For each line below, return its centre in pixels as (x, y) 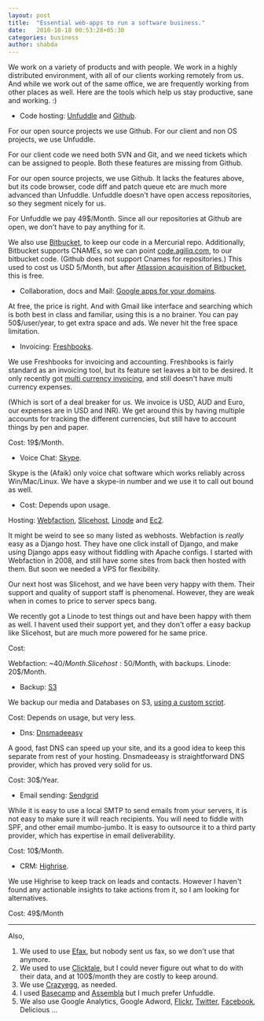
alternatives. (28, 898)
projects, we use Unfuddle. (52, 139)
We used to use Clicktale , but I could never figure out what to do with (131, 968)
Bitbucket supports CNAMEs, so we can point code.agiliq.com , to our (120, 251)
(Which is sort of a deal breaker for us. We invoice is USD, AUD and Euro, (126, 402)
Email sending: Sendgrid (59, 795)
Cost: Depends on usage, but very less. (72, 718)
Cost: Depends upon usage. (65, 505)
